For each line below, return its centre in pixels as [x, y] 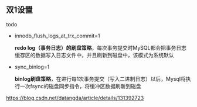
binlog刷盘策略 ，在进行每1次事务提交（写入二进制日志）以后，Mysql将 [100, 79]
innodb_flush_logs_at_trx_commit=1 [57, 36]
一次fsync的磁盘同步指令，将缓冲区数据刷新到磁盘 [81, 86]
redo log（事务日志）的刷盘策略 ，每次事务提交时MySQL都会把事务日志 [100, 47]
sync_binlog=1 [32, 67]
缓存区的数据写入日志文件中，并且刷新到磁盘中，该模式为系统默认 [94, 55]
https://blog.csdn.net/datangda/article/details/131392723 [75, 98]
